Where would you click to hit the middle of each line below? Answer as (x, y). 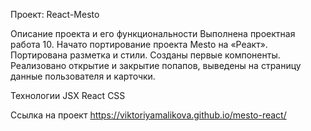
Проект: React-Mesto (55, 14)
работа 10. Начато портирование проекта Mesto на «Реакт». (139, 44)
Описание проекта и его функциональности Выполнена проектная (153, 33)
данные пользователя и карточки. (83, 76)
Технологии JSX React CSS (68, 95)
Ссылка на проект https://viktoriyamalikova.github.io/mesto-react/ (148, 115)
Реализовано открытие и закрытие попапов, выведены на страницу (156, 65)
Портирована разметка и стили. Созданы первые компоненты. (145, 55)
